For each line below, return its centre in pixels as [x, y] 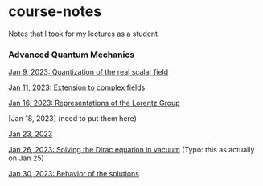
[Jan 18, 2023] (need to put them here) [72, 119]
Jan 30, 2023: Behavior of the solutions [74, 174]
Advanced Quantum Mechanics [72, 55]
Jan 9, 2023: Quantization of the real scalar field [88, 72]
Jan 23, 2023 [31, 134]
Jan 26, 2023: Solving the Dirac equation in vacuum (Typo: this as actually [131, 150]
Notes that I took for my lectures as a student [83, 34]
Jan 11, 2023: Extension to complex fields [77, 87]
